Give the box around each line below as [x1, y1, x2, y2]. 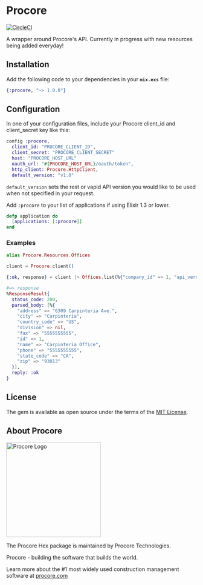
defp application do [6, 213, 59, 219]
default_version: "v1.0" [11, 172, 74, 178]
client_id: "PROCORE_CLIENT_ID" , [11, 144, 96, 150]
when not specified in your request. [6, 189, 95, 197]
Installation [6, 59, 50, 70]
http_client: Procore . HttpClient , [11, 166, 98, 173]
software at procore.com [6, 572, 68, 579]
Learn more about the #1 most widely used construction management [6, 565, 179, 573]
